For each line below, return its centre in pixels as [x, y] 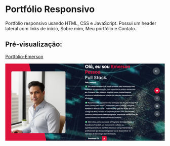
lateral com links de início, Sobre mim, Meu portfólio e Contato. [71, 28]
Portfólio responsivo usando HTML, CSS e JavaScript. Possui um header [81, 23]
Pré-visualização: [34, 45]
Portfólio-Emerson [24, 56]
